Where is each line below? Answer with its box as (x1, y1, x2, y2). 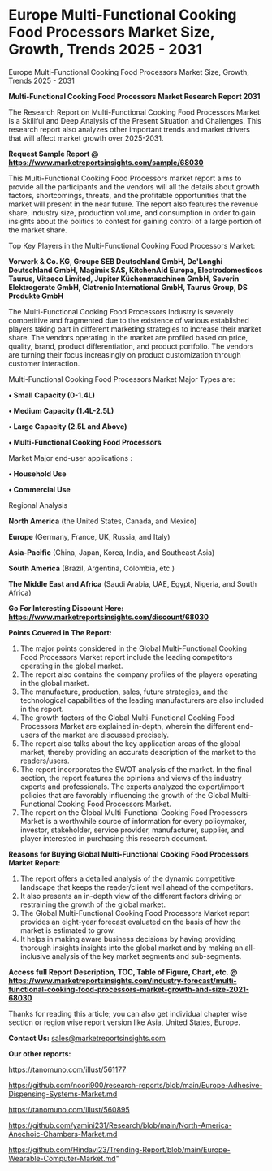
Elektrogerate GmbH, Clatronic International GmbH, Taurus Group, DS (8, 282, 248, 292)
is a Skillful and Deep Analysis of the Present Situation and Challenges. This (8, 115, 261, 125)
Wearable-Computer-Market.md (8, 1153, 116, 1163)
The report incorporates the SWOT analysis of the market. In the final (19, 764, 252, 774)
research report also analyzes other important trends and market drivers (8, 124, 250, 134)
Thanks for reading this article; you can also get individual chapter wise (8, 1008, 248, 1018)
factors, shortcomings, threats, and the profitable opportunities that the (8, 190, 247, 200)
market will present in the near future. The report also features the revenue (8, 199, 259, 209)
